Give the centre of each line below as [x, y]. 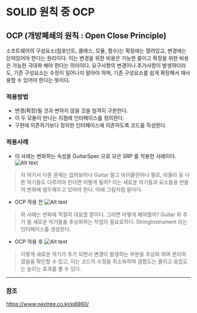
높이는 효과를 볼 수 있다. [54, 268]
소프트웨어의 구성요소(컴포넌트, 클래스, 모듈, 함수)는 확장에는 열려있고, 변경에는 [96, 51]
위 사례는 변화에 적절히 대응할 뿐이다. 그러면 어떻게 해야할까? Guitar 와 [101, 214]
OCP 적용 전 [29, 202]
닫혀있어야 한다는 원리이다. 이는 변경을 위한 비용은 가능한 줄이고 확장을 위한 [92, 58]
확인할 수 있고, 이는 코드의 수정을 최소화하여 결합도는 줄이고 [104, 261]
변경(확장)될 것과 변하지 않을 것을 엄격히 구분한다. [71, 111]
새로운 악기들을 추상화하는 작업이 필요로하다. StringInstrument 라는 [110, 221]
